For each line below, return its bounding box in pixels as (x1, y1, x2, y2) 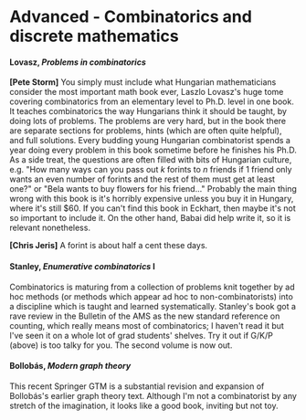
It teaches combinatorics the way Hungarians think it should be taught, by (9, 106, 288, 117)
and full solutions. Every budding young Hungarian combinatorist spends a (9, 135, 290, 146)
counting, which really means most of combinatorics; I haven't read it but (9, 320, 285, 331)
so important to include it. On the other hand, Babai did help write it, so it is (9, 213, 291, 224)
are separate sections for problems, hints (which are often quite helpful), (9, 125, 282, 136)
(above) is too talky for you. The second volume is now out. (9, 340, 233, 351)
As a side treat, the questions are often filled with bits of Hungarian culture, (9, 154, 292, 165)
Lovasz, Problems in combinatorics (9, 57, 146, 68)
